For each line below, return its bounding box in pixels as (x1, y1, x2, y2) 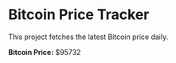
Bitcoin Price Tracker (8, 6, 150, 24)
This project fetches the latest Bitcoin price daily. (8, 32, 169, 41)
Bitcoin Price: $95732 (8, 47, 81, 57)
